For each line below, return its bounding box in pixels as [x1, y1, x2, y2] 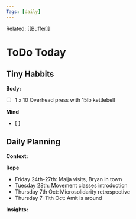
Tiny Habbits [6, 69, 54, 79]
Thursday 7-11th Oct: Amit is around [14, 194, 102, 201]
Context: [6, 152, 28, 160]
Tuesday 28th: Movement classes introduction [14, 182, 128, 189]
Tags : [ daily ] [6, 8, 41, 15]
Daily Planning [6, 137, 61, 147]
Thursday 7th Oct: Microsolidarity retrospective [14, 188, 131, 195]
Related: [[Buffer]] [6, 25, 50, 32]
